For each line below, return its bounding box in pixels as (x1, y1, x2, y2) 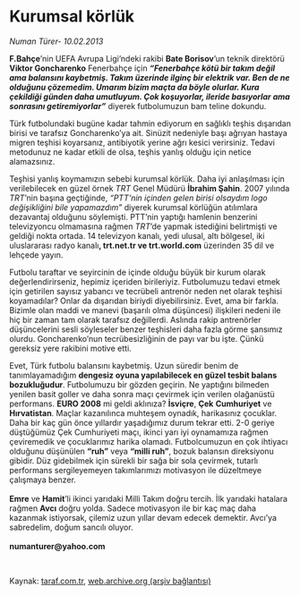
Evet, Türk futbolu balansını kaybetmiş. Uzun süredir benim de (9, 360, 239, 370)
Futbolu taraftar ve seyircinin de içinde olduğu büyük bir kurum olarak (9, 267, 266, 277)
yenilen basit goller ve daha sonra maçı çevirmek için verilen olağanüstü (9, 388, 275, 399)
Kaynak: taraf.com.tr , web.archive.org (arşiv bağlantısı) (9, 575, 212, 586)
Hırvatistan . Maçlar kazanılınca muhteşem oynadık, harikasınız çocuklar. (9, 407, 278, 418)
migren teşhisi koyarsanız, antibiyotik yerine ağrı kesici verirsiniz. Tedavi (9, 137, 276, 148)
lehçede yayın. (9, 249, 64, 260)
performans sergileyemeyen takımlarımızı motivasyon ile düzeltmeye (9, 464, 262, 475)
